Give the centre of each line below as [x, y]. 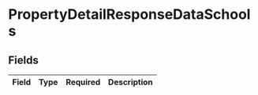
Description [131, 82]
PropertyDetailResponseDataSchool [129, 15]
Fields [24, 60]
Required [83, 82]
